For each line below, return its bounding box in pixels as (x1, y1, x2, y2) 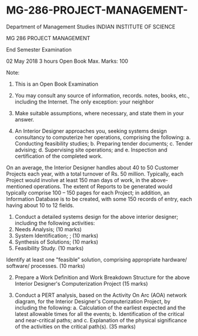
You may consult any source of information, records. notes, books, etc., (14, 92, 190, 99)
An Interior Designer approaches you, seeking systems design (14, 127, 167, 134)
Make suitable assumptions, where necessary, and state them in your (14, 109, 184, 117)
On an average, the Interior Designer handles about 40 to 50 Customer (6, 164, 179, 171)
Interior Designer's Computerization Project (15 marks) (14, 280, 148, 287)
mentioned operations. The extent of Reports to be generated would (6, 183, 173, 190)
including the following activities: (14, 219, 95, 227)
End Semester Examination (6, 46, 72, 53)
